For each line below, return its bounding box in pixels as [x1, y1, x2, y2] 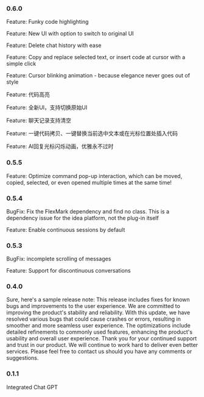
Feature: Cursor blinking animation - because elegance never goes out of [6, 72, 191, 79]
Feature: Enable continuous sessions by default [6, 226, 125, 233]
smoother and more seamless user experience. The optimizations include [6, 322, 191, 329]
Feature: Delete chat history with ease [6, 41, 102, 49]
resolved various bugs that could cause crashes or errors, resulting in [6, 315, 181, 323]
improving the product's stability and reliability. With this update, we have [6, 309, 191, 317]
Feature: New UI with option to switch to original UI [6, 30, 134, 37]
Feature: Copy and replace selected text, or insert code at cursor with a [6, 54, 186, 61]
